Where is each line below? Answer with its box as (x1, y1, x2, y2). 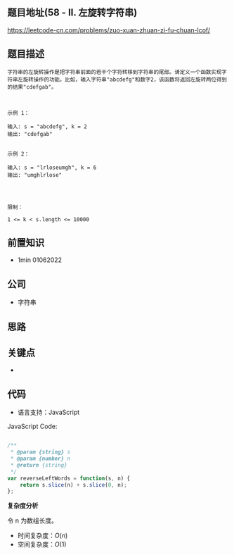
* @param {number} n (10, 455, 71, 463)
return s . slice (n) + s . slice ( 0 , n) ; (20, 481, 128, 488)
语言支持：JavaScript (17, 408, 80, 417)
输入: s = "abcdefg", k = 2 (7, 123, 88, 130)
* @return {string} (10, 461, 68, 468)
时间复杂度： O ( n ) (17, 531, 68, 540)
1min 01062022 (17, 256, 62, 264)
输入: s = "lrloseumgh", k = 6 (7, 164, 97, 171)
